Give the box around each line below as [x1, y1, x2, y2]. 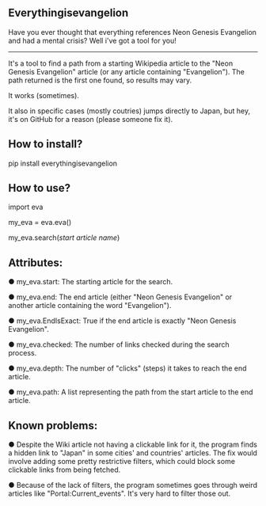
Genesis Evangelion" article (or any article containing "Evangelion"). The [8, 67, 245, 76]
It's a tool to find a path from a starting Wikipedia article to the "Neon [8, 59, 234, 68]
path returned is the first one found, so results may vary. [8, 75, 192, 85]
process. [8, 348, 37, 358]
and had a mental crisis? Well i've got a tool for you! [8, 36, 177, 45]
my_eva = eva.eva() [8, 218, 72, 227]
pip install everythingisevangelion [8, 158, 117, 168]
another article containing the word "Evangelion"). [8, 301, 172, 310]
